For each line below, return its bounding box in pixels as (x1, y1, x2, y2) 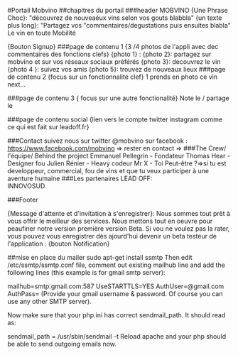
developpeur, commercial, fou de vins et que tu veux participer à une (7, 167, 210, 175)
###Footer (7, 195, 38, 204)
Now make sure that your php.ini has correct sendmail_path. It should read (7, 311, 226, 319)
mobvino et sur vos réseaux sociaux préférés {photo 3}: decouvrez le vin (7, 58, 221, 66)
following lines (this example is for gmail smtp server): (7, 268, 166, 276)
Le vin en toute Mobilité (7, 28, 76, 37)
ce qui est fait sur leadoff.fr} (7, 123, 90, 131)
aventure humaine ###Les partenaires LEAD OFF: (7, 174, 153, 182)
